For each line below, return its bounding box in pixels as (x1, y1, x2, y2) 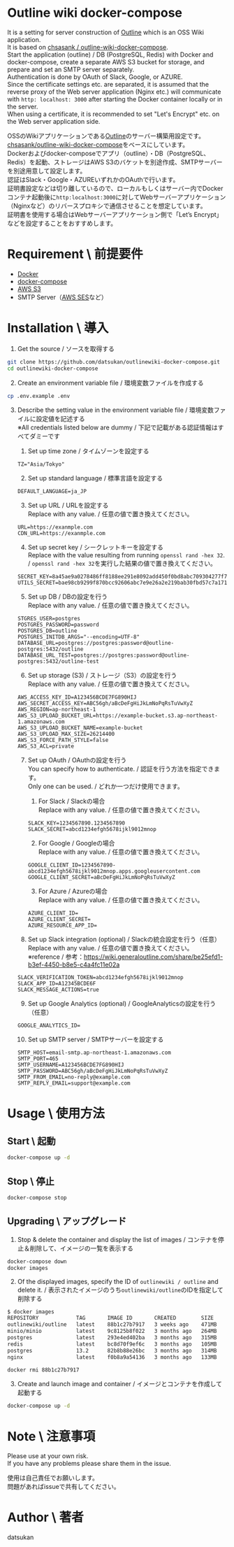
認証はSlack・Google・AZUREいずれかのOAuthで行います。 (7, 175, 180, 183)
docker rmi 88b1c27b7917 (7, 1366, 80, 1374)
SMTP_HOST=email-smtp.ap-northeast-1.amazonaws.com (17, 1049, 171, 1057)
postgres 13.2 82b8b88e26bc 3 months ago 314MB (7, 1347, 217, 1354)
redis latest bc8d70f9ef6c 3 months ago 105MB (7, 1341, 217, 1348)
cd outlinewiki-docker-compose (7, 365, 98, 372)
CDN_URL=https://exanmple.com (17, 530, 106, 537)
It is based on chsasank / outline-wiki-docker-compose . (7, 43, 169, 51)
